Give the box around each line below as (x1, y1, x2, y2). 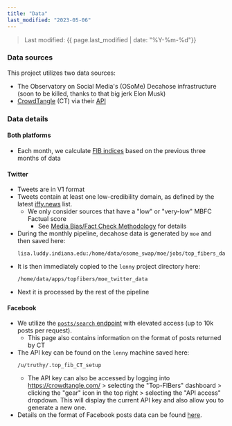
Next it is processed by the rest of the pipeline (17, 288, 150, 296)
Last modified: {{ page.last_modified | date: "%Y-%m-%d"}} (24, 35, 197, 44)
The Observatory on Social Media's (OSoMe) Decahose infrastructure (17, 82, 217, 90)
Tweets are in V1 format (17, 185, 85, 194)
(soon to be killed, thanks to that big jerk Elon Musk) (17, 89, 166, 98)
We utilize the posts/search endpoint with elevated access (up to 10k (17, 319, 214, 328)
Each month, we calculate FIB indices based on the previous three (17, 146, 206, 154)
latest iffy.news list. (17, 200, 73, 208)
